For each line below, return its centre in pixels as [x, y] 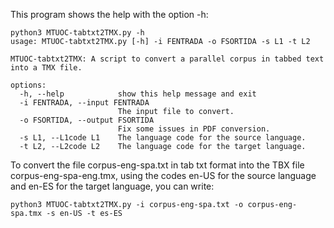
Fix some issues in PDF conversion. [194, 129]
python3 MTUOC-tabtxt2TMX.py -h [77, 33]
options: [28, 85]
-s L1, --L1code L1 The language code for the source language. [163, 138]
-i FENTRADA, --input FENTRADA [84, 103]
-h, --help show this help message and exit [138, 94]
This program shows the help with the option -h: [109, 14]
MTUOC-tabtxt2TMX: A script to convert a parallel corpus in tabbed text [167, 59]
